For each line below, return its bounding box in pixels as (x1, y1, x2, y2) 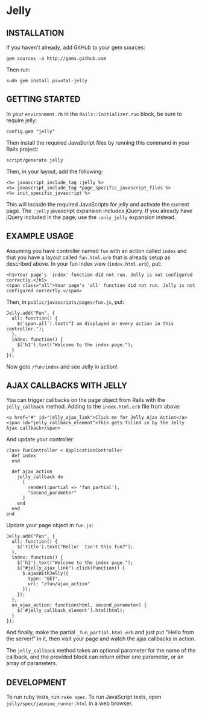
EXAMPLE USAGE (6, 231, 74, 241)
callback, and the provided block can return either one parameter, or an (6, 653, 184, 660)
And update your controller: (6, 436, 75, 443)
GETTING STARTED (6, 94, 81, 105)
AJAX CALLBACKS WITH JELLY (6, 381, 128, 391)
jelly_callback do (17, 474, 63, 480)
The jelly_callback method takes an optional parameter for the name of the (6, 647, 196, 654)
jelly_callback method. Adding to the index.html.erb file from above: (6, 403, 181, 410)
